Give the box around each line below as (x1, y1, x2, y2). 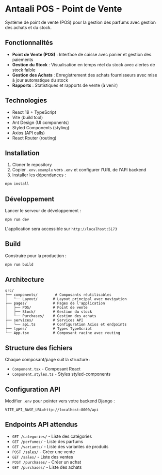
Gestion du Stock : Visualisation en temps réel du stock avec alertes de (12, 61, 155, 67)
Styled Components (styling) (12, 124, 69, 130)
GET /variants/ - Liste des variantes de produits (12, 444, 109, 449)
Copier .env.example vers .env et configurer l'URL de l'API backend (12, 167, 146, 173)
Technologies (5, 96, 48, 105)
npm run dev (5, 217, 29, 222)
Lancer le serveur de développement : (5, 208, 81, 214)
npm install (5, 182, 29, 186)
